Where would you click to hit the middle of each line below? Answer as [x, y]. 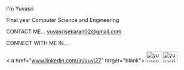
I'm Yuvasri [20, 9]
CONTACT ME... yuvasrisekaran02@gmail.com [64, 31]
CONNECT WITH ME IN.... [38, 43]
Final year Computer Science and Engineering [63, 20]
